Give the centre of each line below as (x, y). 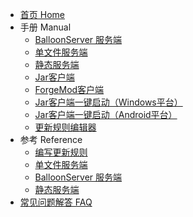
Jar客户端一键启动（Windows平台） (108, 102)
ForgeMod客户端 (69, 89)
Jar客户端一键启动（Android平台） (106, 114)
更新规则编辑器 (65, 127)
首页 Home (42, 14)
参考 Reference (51, 139)
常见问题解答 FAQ (56, 202)
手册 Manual (45, 27)
